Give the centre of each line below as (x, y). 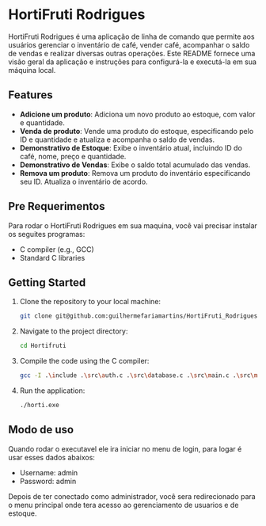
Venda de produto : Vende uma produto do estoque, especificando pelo (137, 131)
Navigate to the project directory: (74, 331)
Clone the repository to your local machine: (90, 302)
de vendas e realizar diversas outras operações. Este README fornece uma (132, 53)
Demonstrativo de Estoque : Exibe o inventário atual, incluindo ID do (131, 147)
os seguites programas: (47, 234)
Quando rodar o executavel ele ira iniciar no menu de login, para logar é (125, 448)
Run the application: (52, 391)
